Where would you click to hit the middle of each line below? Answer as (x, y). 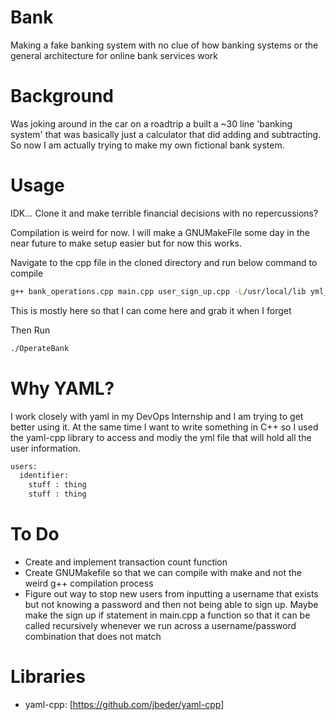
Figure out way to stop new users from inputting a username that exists (171, 593)
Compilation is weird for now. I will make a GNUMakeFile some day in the (160, 232)
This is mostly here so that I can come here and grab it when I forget (151, 310)
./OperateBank (40, 348)
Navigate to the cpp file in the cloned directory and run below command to (164, 262)
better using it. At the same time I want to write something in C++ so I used (164, 427)
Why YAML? (62, 388)
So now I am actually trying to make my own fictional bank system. (147, 145)
